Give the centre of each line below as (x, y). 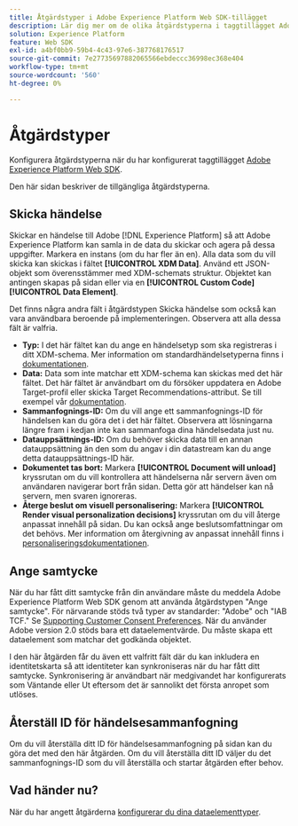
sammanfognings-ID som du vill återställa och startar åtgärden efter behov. (146, 763)
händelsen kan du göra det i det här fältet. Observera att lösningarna (147, 421)
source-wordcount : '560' (55, 75)
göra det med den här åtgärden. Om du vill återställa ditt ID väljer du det (140, 753)
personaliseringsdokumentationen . (86, 543)
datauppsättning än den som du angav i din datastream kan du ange (147, 449)
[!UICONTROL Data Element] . (64, 292)
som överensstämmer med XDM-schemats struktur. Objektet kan (153, 273)
